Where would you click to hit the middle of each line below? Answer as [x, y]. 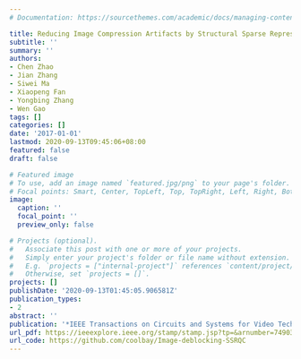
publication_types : [46, 299]
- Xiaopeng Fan [38, 92]
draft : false [34, 158]
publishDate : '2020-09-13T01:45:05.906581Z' [94, 291]
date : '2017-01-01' [46, 134]
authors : [26, 59]
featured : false [39, 150]
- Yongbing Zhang [42, 100]
